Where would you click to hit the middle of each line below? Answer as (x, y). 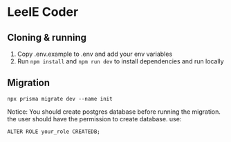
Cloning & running (47, 38)
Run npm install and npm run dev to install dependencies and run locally (120, 61)
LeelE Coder (43, 12)
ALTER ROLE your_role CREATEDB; (54, 132)
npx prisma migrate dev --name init (60, 99)
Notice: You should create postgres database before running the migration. (114, 112)
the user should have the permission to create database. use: (94, 119)
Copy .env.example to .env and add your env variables (95, 54)
